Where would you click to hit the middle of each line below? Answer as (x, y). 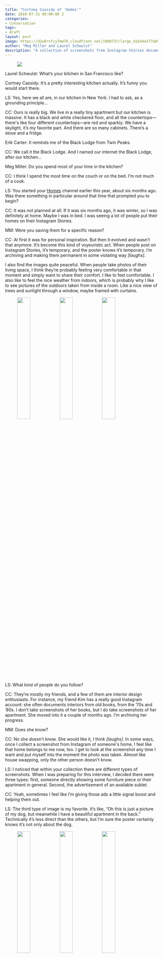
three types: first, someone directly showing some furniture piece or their (78, 779)
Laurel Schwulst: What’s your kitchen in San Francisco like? (64, 73)
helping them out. (23, 799)
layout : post (18, 37)
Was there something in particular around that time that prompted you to (77, 196)
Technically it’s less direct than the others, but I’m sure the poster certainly (80, 819)
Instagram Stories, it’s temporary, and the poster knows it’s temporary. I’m (79, 250)
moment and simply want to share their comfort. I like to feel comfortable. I (80, 275)
